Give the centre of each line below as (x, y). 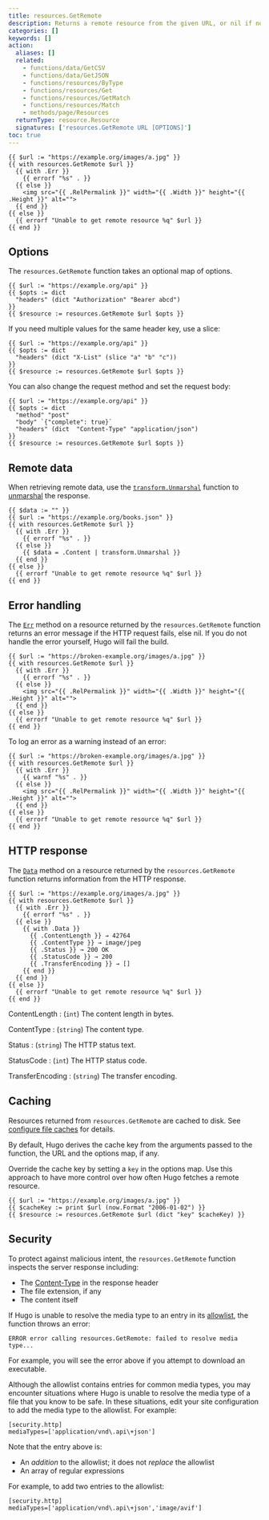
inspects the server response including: (74, 1267)
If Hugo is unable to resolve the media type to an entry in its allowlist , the (128, 1315)
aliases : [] (36, 53)
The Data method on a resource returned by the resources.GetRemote (122, 870)
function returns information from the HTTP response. (97, 879)
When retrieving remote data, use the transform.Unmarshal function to (124, 487)
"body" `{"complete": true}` (64, 422)
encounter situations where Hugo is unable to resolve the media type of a (129, 1392)
